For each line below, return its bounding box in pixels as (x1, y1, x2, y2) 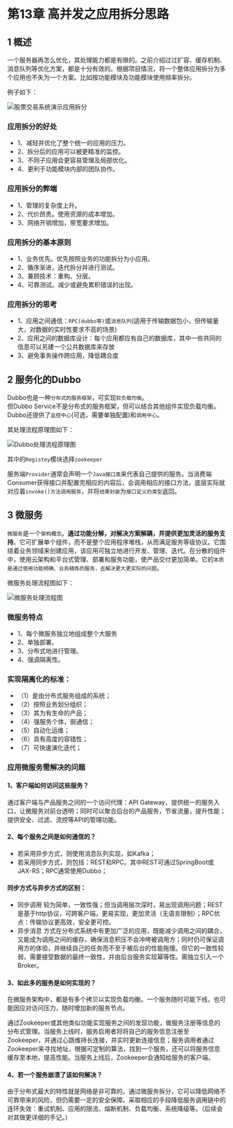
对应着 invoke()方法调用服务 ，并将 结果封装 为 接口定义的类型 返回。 (7, 487, 181, 495)
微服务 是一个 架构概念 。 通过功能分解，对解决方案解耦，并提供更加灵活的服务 (7, 529, 220, 537)
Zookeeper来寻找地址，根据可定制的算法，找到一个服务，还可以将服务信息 (7, 1045, 221, 1053)
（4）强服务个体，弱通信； (17, 718, 95, 726)
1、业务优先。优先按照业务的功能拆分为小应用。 (17, 254, 154, 262)
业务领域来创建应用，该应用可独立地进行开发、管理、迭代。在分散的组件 (19, 546, 226, 555)
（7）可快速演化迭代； (17, 743, 82, 752)
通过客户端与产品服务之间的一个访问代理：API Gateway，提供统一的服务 (7, 798, 214, 806)
